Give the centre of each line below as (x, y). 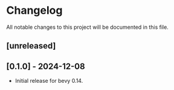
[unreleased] (31, 46)
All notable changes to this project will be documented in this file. (88, 27)
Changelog (34, 10)
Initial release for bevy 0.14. (49, 81)
